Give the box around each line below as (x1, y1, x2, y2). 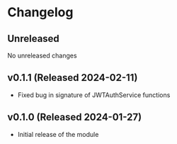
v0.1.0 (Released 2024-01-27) (7, 111, 142, 123)
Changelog (7, 4, 74, 21)
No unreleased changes (7, 51, 77, 60)
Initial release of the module (17, 130, 99, 138)
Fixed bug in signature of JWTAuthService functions (17, 90, 171, 99)
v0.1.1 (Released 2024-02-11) (7, 72, 138, 84)
